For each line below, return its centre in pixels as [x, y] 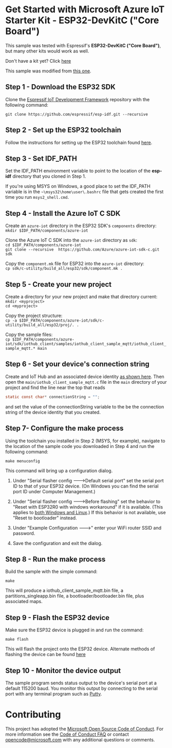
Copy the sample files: [29, 334]
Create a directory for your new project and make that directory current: [81, 297]
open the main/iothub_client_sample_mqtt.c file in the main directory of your [86, 382]
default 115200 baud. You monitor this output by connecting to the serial [82, 688]
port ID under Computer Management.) [54, 491]
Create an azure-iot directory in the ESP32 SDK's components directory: [81, 226]
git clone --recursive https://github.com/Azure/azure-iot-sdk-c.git [82, 250]
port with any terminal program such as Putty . [54, 694]
